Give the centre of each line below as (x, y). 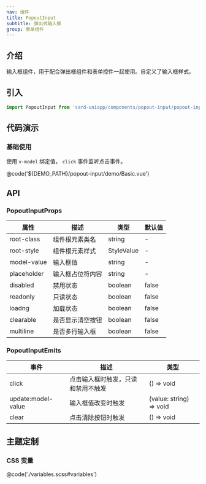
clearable (23, 320)
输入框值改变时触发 (97, 403)
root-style (24, 251)
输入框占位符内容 (78, 274)
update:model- (31, 399)
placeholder (27, 274)
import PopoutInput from (38, 107)
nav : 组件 (18, 12)
